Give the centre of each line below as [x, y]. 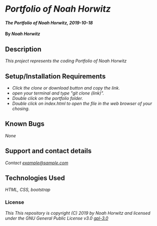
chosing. [21, 109]
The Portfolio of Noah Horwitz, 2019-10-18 [49, 22]
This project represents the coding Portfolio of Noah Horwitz [66, 61]
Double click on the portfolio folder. [48, 98]
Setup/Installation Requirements [55, 76]
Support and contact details [48, 151]
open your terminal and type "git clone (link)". [58, 93]
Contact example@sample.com [37, 163]
